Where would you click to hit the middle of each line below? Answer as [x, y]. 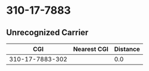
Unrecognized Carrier [47, 33]
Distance [127, 49]
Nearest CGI [91, 49]
